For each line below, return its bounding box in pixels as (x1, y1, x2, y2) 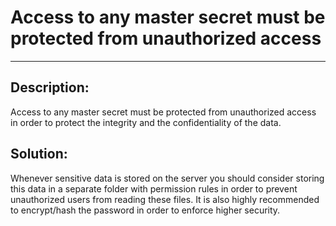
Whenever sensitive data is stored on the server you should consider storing (10, 172, 325, 184)
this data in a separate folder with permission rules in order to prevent (10, 182, 298, 195)
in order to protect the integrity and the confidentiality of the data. (10, 116, 282, 128)
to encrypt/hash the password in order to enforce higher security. (10, 204, 281, 216)
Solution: (10, 146, 68, 163)
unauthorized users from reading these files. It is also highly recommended (10, 193, 320, 205)
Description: (10, 79, 90, 96)
